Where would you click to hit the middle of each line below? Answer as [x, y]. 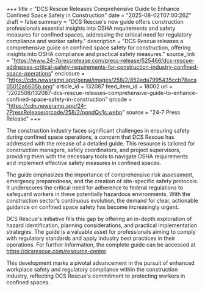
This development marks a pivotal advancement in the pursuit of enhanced [101, 263]
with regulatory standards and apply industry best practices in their [91, 238]
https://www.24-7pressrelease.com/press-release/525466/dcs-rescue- [104, 61]
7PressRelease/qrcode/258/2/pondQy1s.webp [64, 112]
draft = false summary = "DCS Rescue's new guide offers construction [95, 22]
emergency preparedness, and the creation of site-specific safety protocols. [103, 181]
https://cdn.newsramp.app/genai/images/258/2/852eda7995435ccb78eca [103, 80]
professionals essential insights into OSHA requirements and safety [91, 28]
